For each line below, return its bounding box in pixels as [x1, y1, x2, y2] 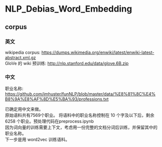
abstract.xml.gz [5, 54, 36, 60]
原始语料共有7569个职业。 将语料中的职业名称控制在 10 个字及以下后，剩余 [5, 113, 155, 118]
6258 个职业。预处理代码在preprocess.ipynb [5, 118, 94, 124]
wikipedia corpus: [5, 49, 41, 55]
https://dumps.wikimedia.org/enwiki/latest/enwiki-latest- [41, 49, 155, 55]
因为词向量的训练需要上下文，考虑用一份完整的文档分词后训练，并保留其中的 [5, 125, 158, 131]
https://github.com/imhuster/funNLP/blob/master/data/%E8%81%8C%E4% [5, 91, 156, 97]
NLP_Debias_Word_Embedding [5, 3, 132, 15]
